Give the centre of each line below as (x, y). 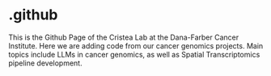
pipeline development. (45, 63)
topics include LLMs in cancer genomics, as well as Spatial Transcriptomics (134, 54)
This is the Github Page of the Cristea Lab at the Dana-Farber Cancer (124, 37)
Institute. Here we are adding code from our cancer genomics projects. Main (136, 45)
